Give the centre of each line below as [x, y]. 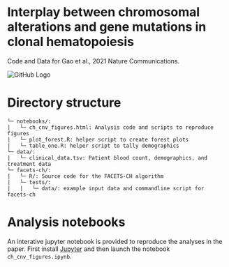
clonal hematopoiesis [71, 42]
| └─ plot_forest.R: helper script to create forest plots [98, 139]
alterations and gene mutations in [107, 27]
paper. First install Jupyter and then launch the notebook [89, 249]
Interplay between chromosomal [104, 12]
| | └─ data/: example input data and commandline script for [106, 188]
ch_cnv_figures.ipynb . [39, 256]
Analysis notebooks [66, 222]
